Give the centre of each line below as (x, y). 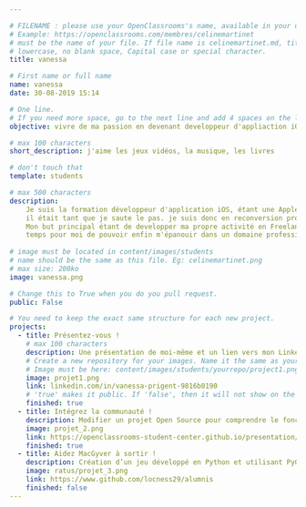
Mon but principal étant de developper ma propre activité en (146, 227)
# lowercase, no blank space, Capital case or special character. (138, 51)
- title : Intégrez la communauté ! (85, 411)
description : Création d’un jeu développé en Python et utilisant (154, 462)
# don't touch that (46, 168)
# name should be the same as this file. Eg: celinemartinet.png (136, 260)
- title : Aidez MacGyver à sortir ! (87, 454)
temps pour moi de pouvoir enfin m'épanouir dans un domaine (144, 235)
